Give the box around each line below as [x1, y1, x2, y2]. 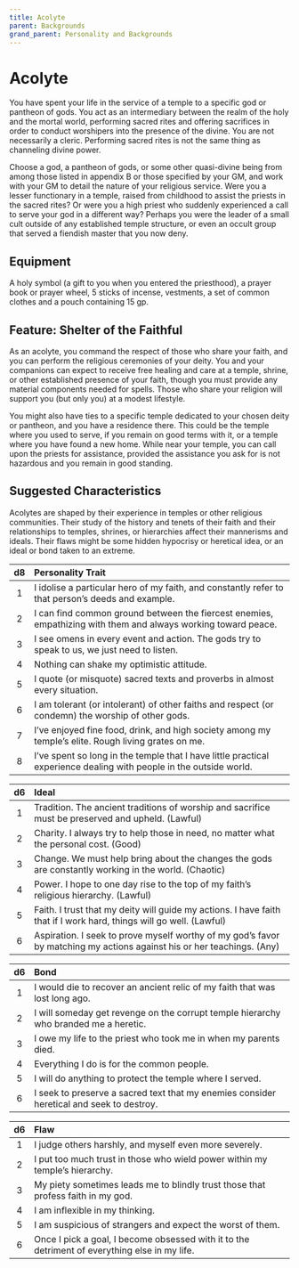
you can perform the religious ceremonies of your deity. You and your [9, 355, 264, 366]
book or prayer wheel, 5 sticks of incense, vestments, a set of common [9, 287, 270, 298]
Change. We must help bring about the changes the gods [34, 852, 273, 865]
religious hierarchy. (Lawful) [34, 889, 152, 901]
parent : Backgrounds [9, 21, 86, 30]
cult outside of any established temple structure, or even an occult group [9, 219, 277, 230]
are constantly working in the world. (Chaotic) [34, 863, 225, 875]
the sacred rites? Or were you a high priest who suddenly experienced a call [9, 199, 289, 210]
